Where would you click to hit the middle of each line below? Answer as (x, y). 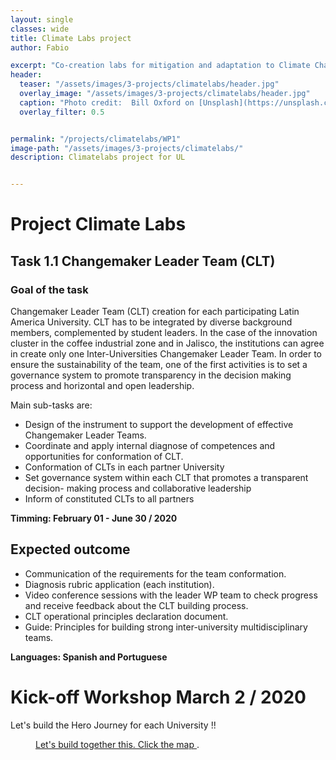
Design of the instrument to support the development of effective (159, 424)
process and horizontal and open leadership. (102, 385)
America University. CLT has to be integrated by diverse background (151, 322)
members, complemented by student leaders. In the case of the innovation (164, 332)
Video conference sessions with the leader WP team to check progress (171, 595)
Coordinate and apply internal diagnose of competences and (150, 445)
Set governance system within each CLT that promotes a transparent (166, 477)
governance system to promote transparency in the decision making (151, 375)
